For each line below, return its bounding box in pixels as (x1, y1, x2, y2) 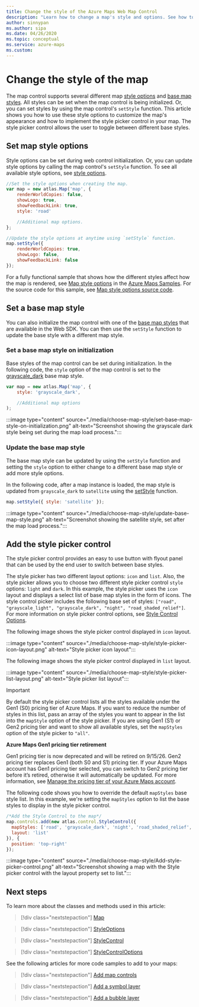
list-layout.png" (6, 675, 44, 682)
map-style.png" (6, 516, 44, 523)
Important (6, 687, 30, 694)
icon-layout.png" (6, 646, 47, 653)
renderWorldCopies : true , (17, 246, 81, 252)
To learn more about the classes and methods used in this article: (6, 903, 166, 910)
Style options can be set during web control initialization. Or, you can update (6, 156, 192, 163)
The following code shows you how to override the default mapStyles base (6, 789, 187, 797)
